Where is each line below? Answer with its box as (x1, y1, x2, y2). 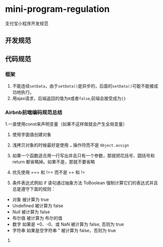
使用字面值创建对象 (12, 132, 52, 138)
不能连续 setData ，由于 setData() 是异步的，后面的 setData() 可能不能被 (12, 83, 154, 89)
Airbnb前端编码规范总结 (5, 109, 63, 116)
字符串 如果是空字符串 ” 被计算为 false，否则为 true (12, 228, 116, 234)
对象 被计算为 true (12, 197, 49, 202)
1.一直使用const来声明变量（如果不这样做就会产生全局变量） (5, 121, 128, 127)
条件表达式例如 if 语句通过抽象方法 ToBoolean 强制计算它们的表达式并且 (12, 180, 159, 186)
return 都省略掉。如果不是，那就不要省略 (12, 159, 95, 165)
